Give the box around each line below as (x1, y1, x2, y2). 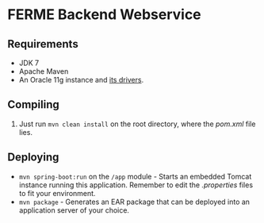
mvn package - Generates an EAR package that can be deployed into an (18, 197, 251, 206)
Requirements (7, 37, 78, 51)
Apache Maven (18, 67, 69, 76)
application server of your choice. (18, 205, 130, 215)
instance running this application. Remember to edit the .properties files (18, 180, 254, 190)
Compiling (7, 98, 60, 112)
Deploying (7, 151, 59, 164)
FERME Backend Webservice (7, 6, 201, 24)
